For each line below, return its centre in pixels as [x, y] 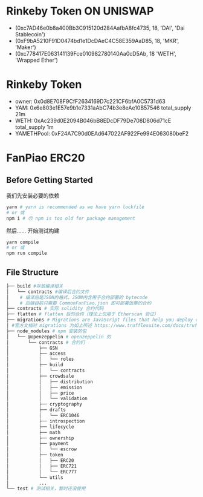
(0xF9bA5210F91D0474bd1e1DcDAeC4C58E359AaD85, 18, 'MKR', [97, 41]
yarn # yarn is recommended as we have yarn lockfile [76, 207]
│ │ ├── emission [44, 387]
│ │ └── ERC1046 [43, 416]
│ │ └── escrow [42, 449]
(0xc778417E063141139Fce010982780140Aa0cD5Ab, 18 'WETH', [95, 53]
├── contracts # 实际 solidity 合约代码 [55, 309]
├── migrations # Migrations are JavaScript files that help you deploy [100, 320]
